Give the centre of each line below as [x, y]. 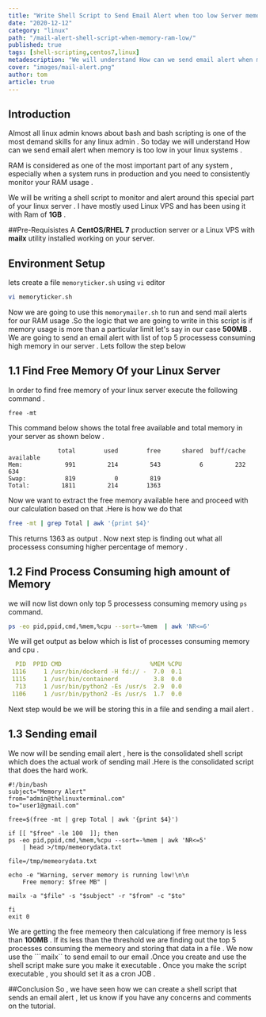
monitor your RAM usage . [51, 183]
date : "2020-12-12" [40, 23]
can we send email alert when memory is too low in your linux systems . [125, 150]
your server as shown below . [56, 436]
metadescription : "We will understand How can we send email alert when [131, 60]
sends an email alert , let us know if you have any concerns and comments [130, 997]
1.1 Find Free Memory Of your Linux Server [114, 371]
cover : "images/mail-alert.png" [61, 67]
